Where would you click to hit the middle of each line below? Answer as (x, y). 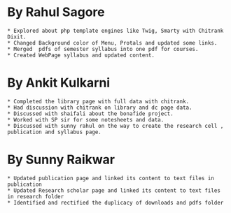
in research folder (36, 196)
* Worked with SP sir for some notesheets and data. (86, 119)
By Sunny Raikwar (61, 160)
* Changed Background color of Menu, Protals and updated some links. (112, 43)
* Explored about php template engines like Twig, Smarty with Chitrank (115, 31)
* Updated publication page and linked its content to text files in (111, 178)
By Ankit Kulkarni (59, 83)
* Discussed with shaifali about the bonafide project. (90, 113)
